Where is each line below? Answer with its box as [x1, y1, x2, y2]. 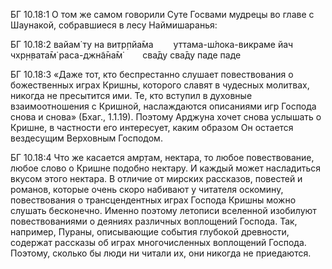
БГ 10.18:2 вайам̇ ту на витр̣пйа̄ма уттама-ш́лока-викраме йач [10, 39, 294, 50]
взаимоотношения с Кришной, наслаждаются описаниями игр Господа [10, 100, 317, 112]
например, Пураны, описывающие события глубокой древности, [10, 226, 290, 238]
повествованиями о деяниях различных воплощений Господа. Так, [10, 215, 298, 227]
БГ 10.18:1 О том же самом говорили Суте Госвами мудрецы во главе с [10, 9, 315, 20]
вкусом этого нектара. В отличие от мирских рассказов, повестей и [10, 173, 303, 184]
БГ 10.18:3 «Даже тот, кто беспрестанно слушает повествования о [10, 69, 294, 80]
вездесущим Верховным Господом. [10, 132, 163, 144]
